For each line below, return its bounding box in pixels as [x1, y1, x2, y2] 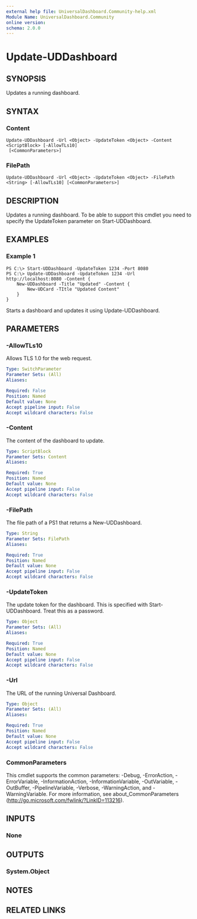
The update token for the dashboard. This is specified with [6, 601, 148, 608]
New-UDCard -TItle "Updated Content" [27, 286, 119, 292]
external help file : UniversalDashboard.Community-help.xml [6, 8, 157, 15]
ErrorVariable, [6, 778, 40, 785]
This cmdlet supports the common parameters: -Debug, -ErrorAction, [6, 771, 175, 778]
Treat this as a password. [43, 607, 104, 615]
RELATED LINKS [6, 905, 66, 915]
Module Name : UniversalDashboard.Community [6, 14, 115, 20]
